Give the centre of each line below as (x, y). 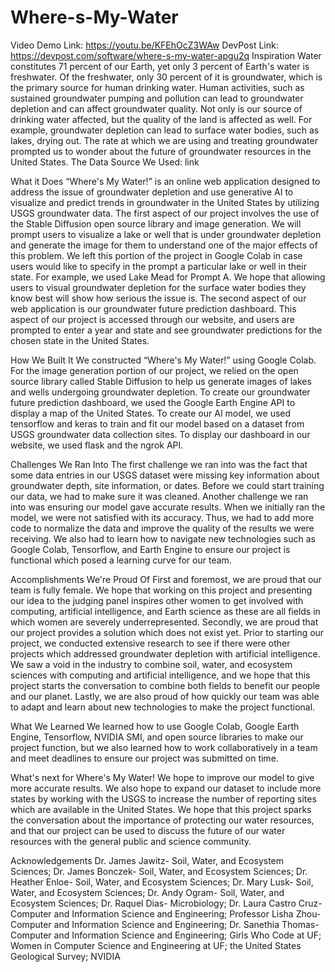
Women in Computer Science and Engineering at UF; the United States (156, 945)
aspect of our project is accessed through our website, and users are (152, 319)
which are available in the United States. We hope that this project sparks (161, 809)
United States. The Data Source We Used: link (105, 162)
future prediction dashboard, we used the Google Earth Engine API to (153, 402)
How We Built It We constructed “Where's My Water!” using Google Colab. (163, 360)
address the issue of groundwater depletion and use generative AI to (152, 192)
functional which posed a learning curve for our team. (121, 560)
